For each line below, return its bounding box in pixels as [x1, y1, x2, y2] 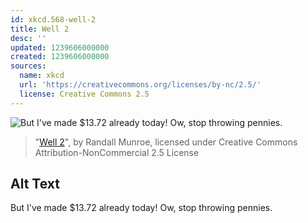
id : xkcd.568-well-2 [10, 14, 97, 25]
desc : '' [10, 33, 47, 43]
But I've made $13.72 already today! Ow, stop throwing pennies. [10, 202, 273, 214]
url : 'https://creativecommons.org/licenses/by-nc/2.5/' [19, 80, 262, 90]
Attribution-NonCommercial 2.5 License [34, 146, 200, 158]
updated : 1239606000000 [10, 42, 110, 53]
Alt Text [10, 176, 60, 193]
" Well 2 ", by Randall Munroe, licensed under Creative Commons [34, 136, 298, 148]
